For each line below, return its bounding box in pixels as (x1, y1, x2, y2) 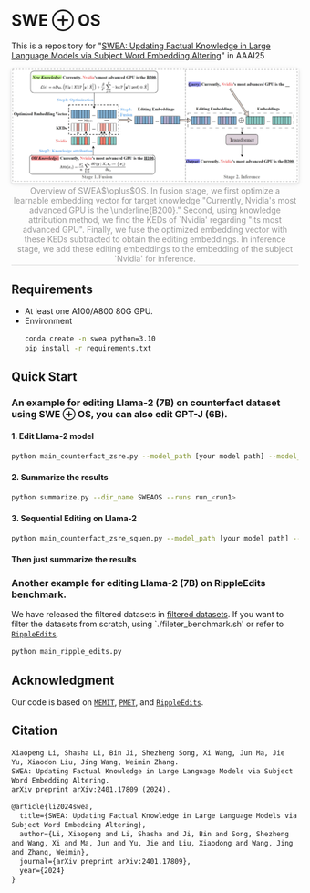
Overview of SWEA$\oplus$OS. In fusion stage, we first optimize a (29, 185, 281, 196)
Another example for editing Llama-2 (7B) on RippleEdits (11, 576, 266, 589)
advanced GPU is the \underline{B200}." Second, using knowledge (28, 205, 282, 215)
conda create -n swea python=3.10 (24, 334, 156, 343)
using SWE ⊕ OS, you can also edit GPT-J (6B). (11, 408, 228, 421)
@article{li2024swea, (11, 802, 94, 811)
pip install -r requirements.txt (24, 343, 152, 352)
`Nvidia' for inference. (114, 253, 196, 265)
